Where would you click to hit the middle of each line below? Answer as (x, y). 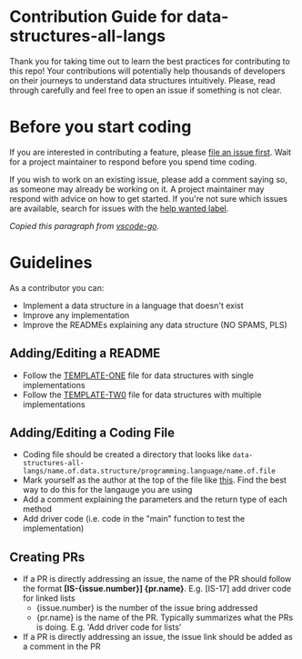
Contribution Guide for (96, 17)
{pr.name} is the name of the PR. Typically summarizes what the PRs (165, 618)
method (37, 509)
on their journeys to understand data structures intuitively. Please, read (142, 80)
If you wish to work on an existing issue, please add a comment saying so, (149, 179)
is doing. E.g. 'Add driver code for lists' (109, 627)
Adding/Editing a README (85, 353)
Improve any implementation (76, 315)
